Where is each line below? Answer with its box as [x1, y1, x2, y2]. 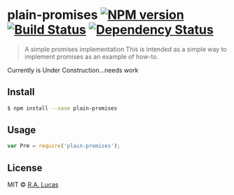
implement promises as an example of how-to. [24, 52, 159, 61]
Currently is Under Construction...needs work [7, 66, 139, 74]
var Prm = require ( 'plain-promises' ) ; [7, 143, 121, 150]
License [7, 161, 43, 174]
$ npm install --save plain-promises [7, 105, 118, 112]
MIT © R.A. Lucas [7, 180, 59, 189]
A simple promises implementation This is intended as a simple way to [24, 45, 227, 53]
